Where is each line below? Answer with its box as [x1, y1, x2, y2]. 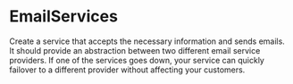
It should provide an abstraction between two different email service [9, 45, 261, 55]
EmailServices [9, 6, 119, 27]
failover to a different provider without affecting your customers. [9, 64, 246, 75]
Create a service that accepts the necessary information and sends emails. [9, 36, 286, 46]
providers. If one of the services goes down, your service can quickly [9, 55, 265, 65]
